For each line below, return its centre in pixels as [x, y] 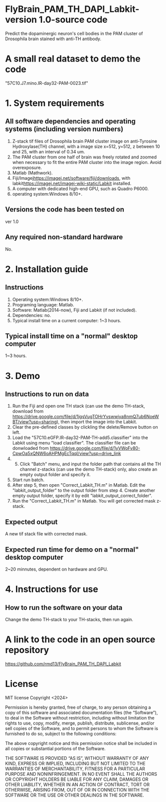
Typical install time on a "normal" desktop [71, 336]
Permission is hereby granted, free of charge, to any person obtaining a [78, 707]
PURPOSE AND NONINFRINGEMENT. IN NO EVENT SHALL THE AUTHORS [81, 774]
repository [27, 650]
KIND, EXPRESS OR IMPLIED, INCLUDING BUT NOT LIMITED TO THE [75, 763]
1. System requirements [55, 103]
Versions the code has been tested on [65, 210]
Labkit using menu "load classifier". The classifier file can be [74, 443]
